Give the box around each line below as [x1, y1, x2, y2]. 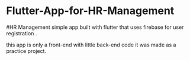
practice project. [6, 47, 46, 54]
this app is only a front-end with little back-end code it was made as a [6, 41, 176, 48]
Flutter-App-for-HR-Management [6, 4, 175, 18]
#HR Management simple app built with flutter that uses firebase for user [6, 24, 184, 31]
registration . [6, 29, 37, 36]
